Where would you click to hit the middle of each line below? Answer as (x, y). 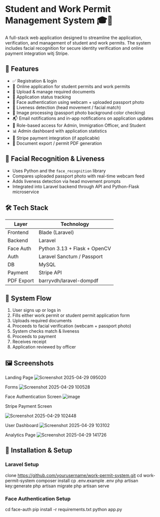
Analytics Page (20, 435)
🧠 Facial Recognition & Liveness (55, 159)
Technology (75, 224)
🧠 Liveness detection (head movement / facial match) (66, 107)
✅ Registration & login (35, 81)
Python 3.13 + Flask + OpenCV (75, 249)
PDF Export (21, 281)
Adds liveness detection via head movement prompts (66, 181)
